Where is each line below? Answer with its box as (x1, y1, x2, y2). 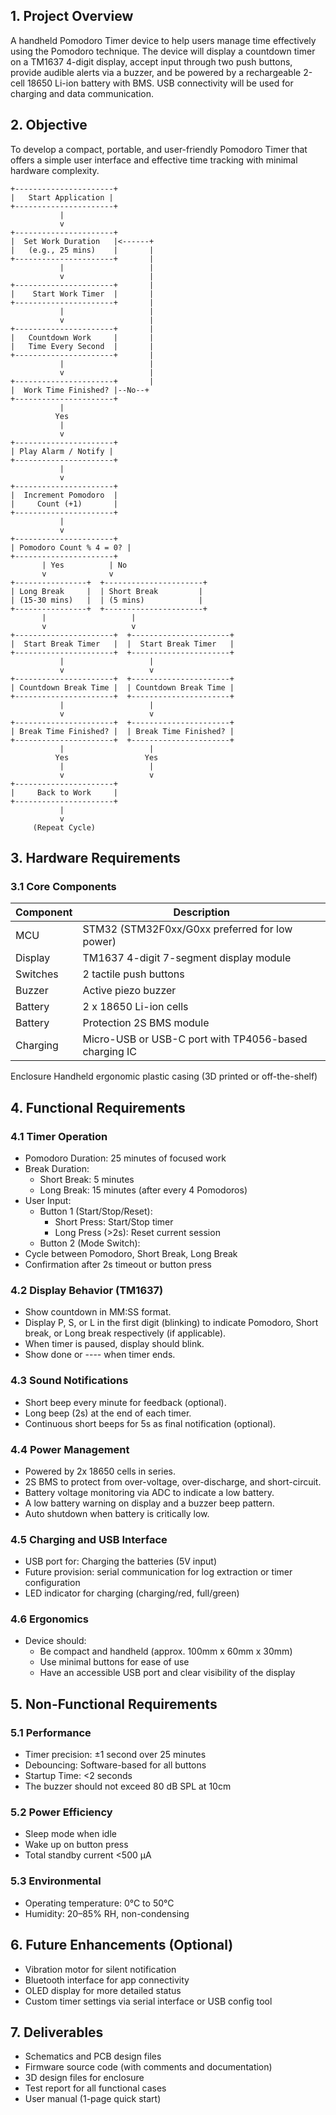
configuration (24, 1577, 81, 1589)
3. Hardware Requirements (10, 850, 181, 867)
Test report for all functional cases (24, 2082, 167, 2094)
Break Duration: (24, 1163, 90, 1174)
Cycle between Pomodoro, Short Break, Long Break (24, 1248, 238, 1259)
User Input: (24, 1195, 72, 1206)
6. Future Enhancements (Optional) (10, 1937, 234, 1954)
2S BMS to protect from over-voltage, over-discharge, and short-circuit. (24, 1475, 322, 1488)
